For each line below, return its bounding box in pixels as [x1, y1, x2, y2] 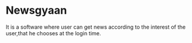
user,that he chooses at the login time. [5, 29, 101, 36]
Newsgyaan [5, 4, 67, 17]
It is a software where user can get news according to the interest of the [5, 23, 186, 30]
